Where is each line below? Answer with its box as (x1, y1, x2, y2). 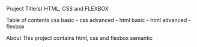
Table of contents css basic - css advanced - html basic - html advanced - (6, 17, 191, 23)
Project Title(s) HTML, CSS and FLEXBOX (6, 5, 109, 12)
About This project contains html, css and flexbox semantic (6, 35, 153, 41)
